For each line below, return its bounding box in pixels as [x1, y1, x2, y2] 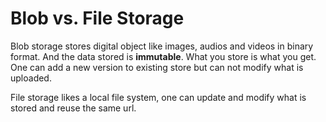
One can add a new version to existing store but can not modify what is [10, 61, 304, 73]
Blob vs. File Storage [10, 7, 185, 30]
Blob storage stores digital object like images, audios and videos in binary [10, 40, 314, 52]
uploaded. [10, 72, 52, 84]
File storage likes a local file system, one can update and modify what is [10, 91, 307, 103]
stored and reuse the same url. [10, 102, 137, 114]
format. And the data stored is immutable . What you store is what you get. [10, 50, 317, 62]
